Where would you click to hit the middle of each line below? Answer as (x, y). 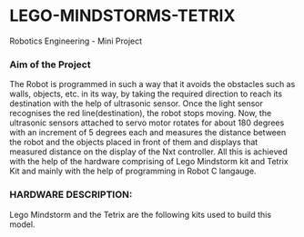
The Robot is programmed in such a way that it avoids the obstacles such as (152, 84)
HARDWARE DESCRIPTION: (71, 194)
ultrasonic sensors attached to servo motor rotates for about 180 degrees (147, 123)
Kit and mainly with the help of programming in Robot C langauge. (133, 171)
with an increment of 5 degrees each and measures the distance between (148, 133)
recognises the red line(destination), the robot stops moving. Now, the (141, 114)
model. (22, 224)
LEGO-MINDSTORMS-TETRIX (122, 16)
